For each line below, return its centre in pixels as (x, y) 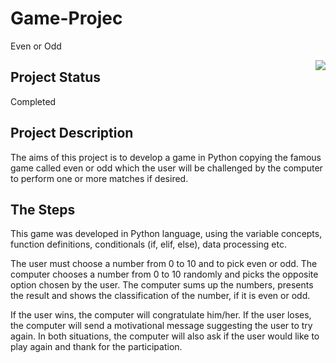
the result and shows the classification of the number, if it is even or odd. (160, 296)
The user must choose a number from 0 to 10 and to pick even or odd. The (164, 264)
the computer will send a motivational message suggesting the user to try (161, 326)
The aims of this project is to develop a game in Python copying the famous (166, 157)
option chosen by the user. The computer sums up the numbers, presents (162, 285)
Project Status (56, 77)
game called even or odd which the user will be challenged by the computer (166, 168)
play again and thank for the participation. (96, 347)
